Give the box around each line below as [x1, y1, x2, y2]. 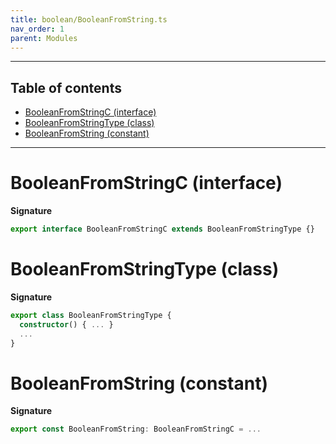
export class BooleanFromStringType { [10, 310, 172, 320]
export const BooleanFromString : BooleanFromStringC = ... [10, 424, 262, 435]
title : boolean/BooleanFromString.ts [10, 14, 168, 25]
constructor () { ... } [19, 319, 114, 330]
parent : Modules [10, 33, 78, 43]
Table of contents [10, 79, 122, 96]
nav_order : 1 [10, 24, 65, 34]
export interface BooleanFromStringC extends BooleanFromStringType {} [10, 224, 315, 235]
